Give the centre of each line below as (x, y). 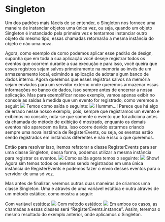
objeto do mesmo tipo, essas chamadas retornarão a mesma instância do (80, 38)
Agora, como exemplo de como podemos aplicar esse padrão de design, (79, 53)
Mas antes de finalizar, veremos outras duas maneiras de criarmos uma (78, 183)
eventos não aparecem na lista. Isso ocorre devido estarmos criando (75, 127)
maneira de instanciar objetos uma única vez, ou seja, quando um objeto (79, 28)
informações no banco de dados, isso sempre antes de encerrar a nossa (79, 90)
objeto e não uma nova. (29, 43)
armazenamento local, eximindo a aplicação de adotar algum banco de (77, 74)
